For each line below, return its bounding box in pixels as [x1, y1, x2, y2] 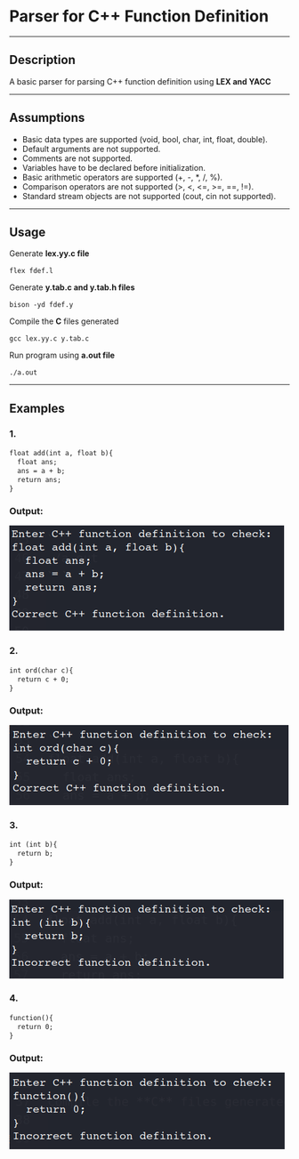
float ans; [17, 458, 58, 467]
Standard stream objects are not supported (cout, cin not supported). [21, 190, 277, 201]
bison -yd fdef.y [9, 301, 74, 310]
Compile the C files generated [9, 316, 119, 326]
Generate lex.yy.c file [9, 248, 90, 259]
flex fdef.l [9, 267, 53, 276]
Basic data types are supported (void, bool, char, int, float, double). [21, 133, 269, 144]
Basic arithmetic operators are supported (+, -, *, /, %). [21, 172, 223, 182]
